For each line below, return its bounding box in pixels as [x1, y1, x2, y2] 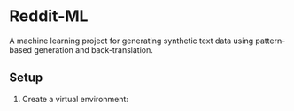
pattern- [255, 35, 286, 46]
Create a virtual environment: [21, 93, 128, 104]
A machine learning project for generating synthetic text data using [9, 35, 254, 46]
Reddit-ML [9, 6, 89, 26]
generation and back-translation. [34, 44, 153, 55]
